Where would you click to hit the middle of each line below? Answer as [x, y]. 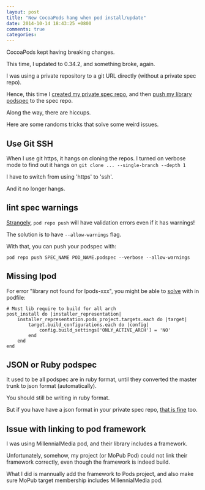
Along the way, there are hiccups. [49, 113]
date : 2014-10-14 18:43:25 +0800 [49, 23]
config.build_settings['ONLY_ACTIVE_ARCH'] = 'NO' [105, 330]
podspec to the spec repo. [40, 101]
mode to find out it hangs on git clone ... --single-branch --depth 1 [96, 165]
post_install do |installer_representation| [64, 314]
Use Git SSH [30, 143]
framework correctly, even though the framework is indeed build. [88, 462]
